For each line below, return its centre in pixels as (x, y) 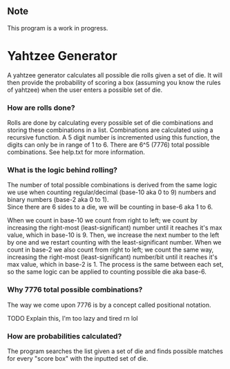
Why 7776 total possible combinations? (75, 290)
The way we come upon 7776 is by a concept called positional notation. (109, 305)
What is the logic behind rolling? (62, 170)
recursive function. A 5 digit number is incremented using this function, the (114, 138)
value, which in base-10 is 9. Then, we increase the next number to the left (113, 235)
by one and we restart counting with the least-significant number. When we (115, 243)
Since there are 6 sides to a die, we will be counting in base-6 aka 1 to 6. (110, 207)
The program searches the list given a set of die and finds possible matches (115, 351)
